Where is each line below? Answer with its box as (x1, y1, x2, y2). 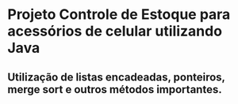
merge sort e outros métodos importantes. (7, 83, 223, 96)
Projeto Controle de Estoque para (7, 6, 231, 24)
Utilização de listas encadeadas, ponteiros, (7, 70, 225, 84)
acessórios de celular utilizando (7, 22, 223, 40)
